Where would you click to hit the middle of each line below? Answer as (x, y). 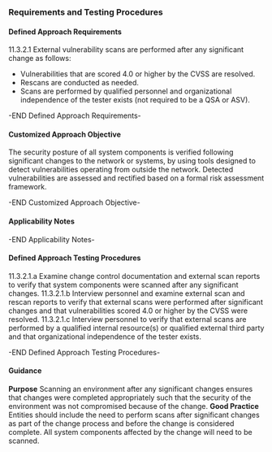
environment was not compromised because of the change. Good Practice (134, 406)
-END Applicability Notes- (52, 239)
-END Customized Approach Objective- (74, 202)
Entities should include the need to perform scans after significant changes (134, 415)
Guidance (25, 371)
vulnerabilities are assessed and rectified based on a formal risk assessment (136, 178)
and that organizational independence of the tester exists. (105, 337)
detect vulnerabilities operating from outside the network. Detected (121, 170)
